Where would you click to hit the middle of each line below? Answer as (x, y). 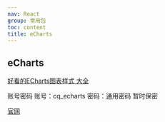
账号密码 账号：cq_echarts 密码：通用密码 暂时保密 (83, 96)
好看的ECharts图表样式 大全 (48, 81)
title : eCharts (30, 34)
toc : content (27, 27)
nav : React (24, 14)
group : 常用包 (27, 21)
